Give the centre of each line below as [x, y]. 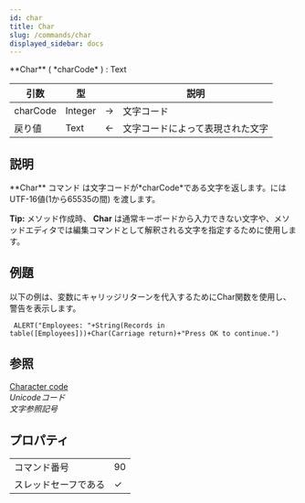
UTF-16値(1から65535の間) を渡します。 [85, 199]
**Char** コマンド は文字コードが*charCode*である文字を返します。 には [148, 187]
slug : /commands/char [51, 35]
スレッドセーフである [59, 484]
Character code [39, 386]
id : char [26, 18]
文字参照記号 [33, 409]
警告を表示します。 [45, 308]
